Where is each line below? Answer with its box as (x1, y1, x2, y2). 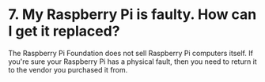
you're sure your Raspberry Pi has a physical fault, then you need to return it (8, 57, 257, 66)
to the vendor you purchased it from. (8, 65, 128, 74)
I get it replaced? (8, 22, 120, 40)
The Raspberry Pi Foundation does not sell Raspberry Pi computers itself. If (8, 48, 253, 58)
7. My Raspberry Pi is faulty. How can (8, 6, 257, 24)
